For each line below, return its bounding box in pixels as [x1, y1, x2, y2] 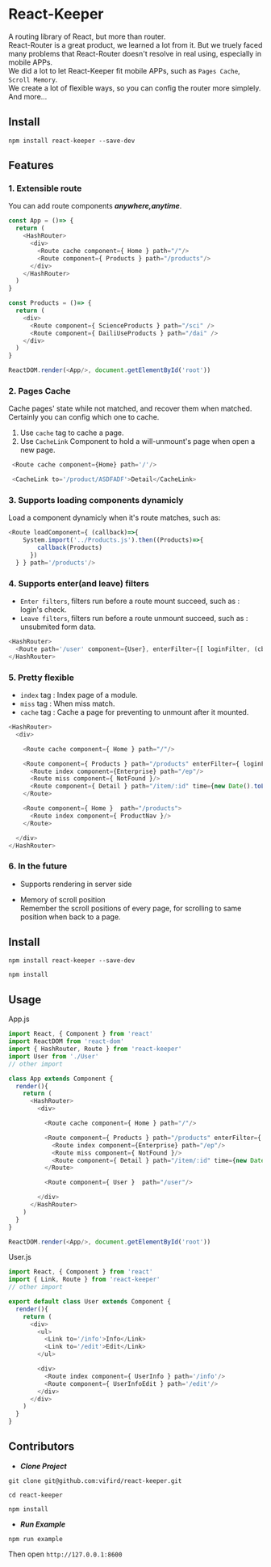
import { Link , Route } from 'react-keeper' [8, 1275, 161, 1284]
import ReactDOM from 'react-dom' [8, 1037, 125, 1045]
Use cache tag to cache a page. [19, 428, 124, 437]
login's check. [19, 605, 67, 615]
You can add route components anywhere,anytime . [8, 201, 182, 211]
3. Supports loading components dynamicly [8, 495, 184, 506]
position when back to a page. [19, 911, 121, 922]
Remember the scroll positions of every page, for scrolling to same [19, 903, 242, 913]
